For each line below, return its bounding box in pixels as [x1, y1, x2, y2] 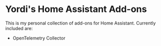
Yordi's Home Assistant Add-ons [5, 3, 147, 15]
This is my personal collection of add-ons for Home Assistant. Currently [5, 20, 156, 26]
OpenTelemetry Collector [12, 35, 66, 41]
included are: [5, 25, 33, 31]
